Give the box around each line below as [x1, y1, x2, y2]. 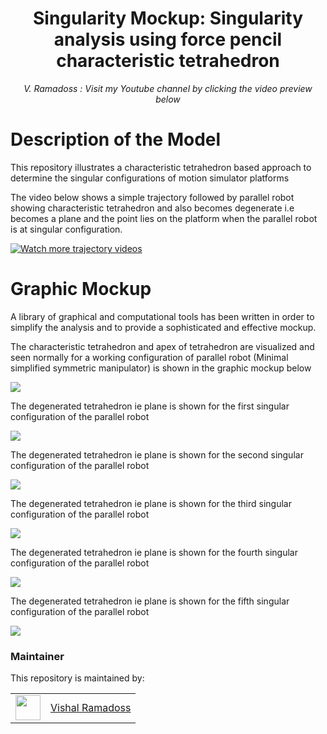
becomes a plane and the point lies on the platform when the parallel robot [10, 212, 318, 224]
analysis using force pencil [53, 28, 283, 51]
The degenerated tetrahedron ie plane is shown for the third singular [10, 497, 292, 509]
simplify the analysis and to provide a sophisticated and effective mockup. [10, 321, 317, 333]
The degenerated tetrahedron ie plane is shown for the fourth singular [10, 546, 298, 558]
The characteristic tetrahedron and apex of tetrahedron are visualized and [10, 340, 315, 352]
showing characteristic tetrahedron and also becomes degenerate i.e [10, 202, 295, 214]
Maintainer [10, 649, 65, 663]
